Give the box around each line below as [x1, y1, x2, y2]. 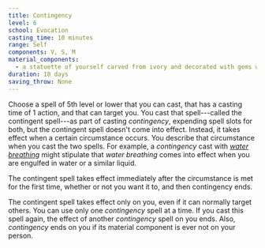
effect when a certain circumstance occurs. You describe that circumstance [8, 133, 255, 142]
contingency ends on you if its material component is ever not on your [8, 222, 236, 231]
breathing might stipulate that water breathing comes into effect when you [8, 149, 250, 159]
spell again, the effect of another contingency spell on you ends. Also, [8, 214, 236, 224]
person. [8, 231, 34, 240]
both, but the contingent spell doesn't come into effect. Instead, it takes [8, 124, 241, 134]
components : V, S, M [8, 48, 77, 56]
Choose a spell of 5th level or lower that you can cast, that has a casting [8, 100, 243, 109]
